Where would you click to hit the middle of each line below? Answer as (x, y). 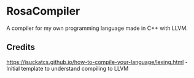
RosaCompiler (43, 11)
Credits (21, 47)
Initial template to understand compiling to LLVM (68, 68)
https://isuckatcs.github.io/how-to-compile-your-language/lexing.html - (97, 62)
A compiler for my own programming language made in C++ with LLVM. (97, 28)
